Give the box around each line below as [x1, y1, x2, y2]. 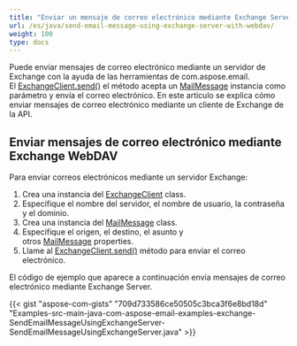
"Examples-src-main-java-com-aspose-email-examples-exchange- [9, 308, 256, 319]
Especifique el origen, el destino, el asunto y [21, 227, 184, 237]
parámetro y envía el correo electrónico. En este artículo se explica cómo [9, 90, 276, 101]
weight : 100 [9, 29, 53, 38]
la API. [9, 109, 33, 119]
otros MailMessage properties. [21, 236, 134, 247]
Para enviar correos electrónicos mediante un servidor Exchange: [9, 172, 248, 182]
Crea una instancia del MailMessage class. [21, 218, 179, 228]
